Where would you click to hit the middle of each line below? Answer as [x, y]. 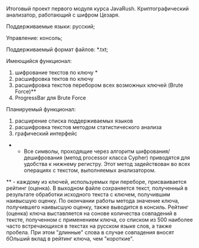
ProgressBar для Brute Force [50, 98]
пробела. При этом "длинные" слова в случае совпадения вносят [90, 232]
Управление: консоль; [34, 38]
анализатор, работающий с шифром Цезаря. [63, 15]
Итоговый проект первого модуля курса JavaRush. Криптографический [98, 9]
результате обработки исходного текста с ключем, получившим [88, 194]
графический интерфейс [46, 134]
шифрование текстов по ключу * [56, 73]
